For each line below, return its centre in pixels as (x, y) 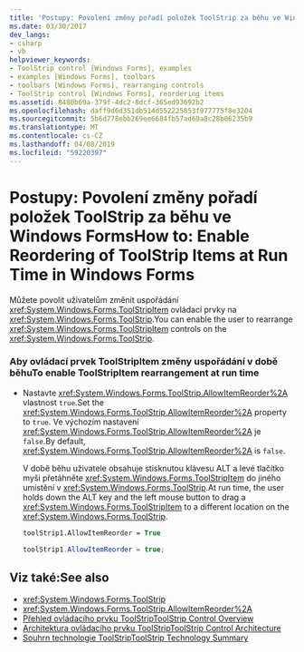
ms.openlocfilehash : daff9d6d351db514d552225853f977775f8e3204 (131, 111)
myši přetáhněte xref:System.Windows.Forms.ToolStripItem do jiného (152, 478)
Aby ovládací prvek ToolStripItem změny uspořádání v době (144, 362)
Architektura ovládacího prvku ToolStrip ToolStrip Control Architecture (152, 628)
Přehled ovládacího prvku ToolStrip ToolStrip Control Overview (138, 618)
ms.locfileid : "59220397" (58, 152)
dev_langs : (30, 34)
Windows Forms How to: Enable (130, 236)
